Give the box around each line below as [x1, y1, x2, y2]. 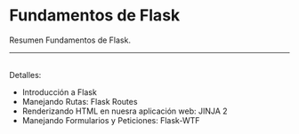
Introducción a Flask [21, 86, 98, 98]
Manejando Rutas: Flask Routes [21, 96, 138, 106]
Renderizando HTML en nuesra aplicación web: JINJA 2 [21, 106, 229, 116]
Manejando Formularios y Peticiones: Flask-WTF [21, 114, 200, 125]
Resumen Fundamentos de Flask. [9, 35, 132, 45]
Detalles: [9, 69, 42, 80]
